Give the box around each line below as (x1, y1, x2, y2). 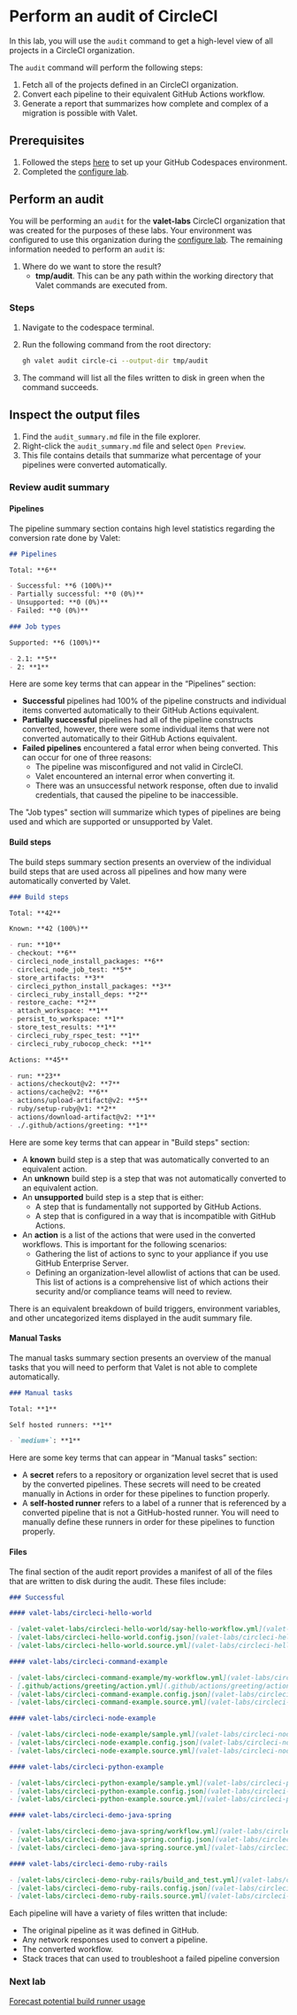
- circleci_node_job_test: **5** (9, 965, 133, 974)
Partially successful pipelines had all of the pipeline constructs (21, 715, 254, 725)
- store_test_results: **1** (9, 1023, 117, 1032)
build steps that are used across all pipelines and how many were (9, 866, 247, 877)
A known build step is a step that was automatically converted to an (21, 1154, 270, 1165)
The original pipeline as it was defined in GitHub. (21, 1925, 199, 1936)
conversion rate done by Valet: (9, 532, 121, 543)
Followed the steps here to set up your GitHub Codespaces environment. (21, 157, 288, 168)
